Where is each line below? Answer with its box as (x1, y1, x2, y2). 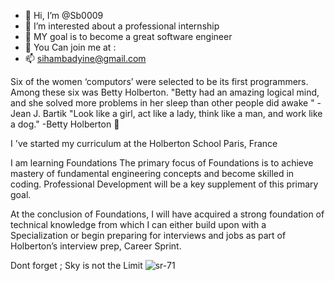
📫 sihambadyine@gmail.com (24, 53, 147, 64)
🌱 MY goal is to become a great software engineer (24, 31, 233, 42)
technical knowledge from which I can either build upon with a (10, 219, 267, 230)
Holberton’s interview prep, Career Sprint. (10, 240, 182, 252)
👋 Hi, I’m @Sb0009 (24, 10, 104, 21)
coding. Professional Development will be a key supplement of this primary (10, 178, 319, 190)
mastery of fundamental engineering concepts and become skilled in (10, 168, 295, 179)
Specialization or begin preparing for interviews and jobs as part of (10, 230, 287, 241)
